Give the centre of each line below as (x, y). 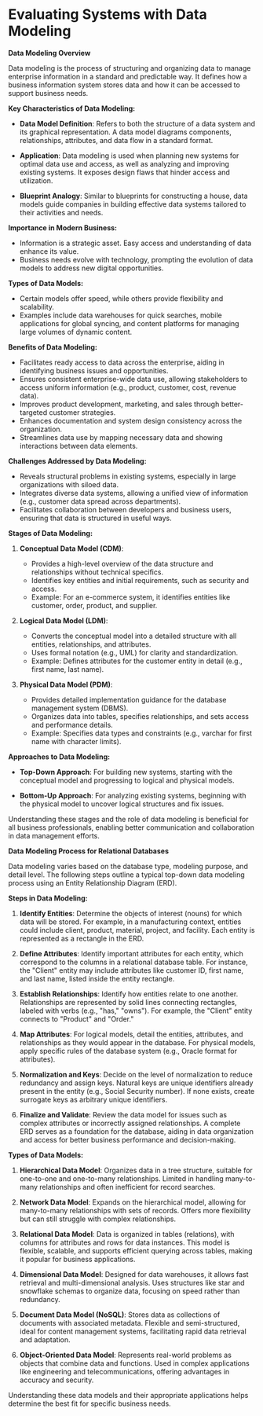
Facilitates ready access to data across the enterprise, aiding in (122, 362)
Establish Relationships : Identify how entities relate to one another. (129, 994)
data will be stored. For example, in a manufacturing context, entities (130, 922)
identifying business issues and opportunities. (94, 370)
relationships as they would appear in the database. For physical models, (137, 1042)
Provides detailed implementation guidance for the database (129, 699)
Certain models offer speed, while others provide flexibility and (121, 298)
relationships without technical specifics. (97, 572)
